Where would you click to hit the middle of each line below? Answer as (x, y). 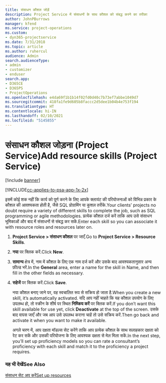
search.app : (17, 79)
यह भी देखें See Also (25, 364)
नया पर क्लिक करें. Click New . (38, 252)
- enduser (15, 74)
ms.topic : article (24, 47)
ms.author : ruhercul (27, 51)
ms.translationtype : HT (30, 107)
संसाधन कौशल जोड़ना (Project (57, 145)
